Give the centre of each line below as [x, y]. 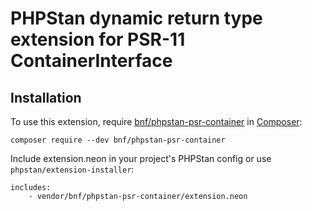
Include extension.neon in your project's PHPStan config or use [141, 158]
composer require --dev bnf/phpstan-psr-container [118, 140]
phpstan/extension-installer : [72, 169]
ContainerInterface [91, 61]
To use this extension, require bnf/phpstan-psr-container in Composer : [156, 121]
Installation [46, 97]
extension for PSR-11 [98, 39]
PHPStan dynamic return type [136, 18]
